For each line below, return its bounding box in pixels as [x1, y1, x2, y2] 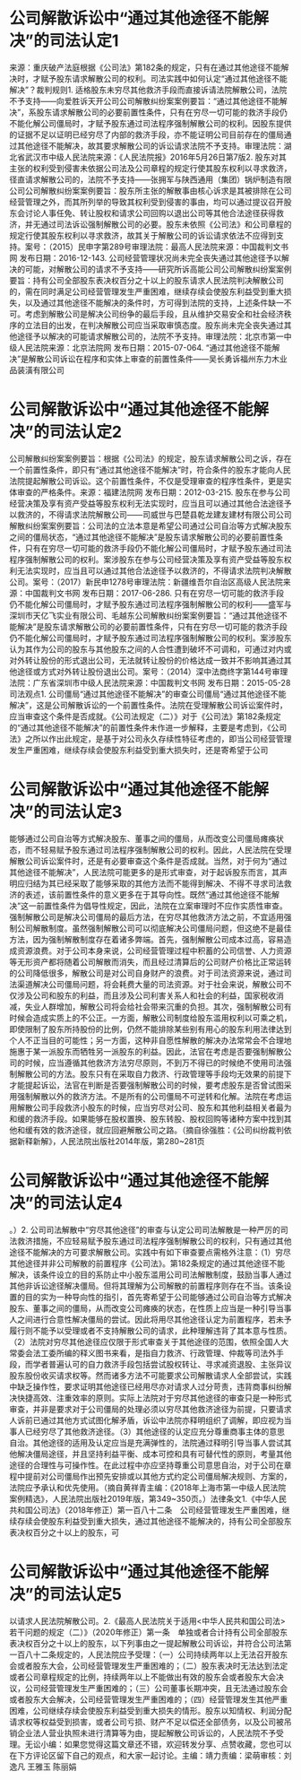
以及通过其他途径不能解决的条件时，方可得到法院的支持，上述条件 [24, 297, 269, 308]
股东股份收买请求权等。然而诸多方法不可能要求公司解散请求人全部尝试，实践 [9, 1369, 292, 1381]
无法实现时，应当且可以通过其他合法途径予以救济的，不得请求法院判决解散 [16, 565, 292, 576]
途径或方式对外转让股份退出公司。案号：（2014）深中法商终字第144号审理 [16, 665, 288, 677]
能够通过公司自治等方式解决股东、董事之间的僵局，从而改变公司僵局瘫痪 [9, 833, 276, 844]
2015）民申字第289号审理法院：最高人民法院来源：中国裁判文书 [52, 241, 289, 252]
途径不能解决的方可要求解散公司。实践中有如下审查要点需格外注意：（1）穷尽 [9, 1246, 291, 1257]
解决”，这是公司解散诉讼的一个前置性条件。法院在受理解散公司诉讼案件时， [9, 699, 288, 710]
